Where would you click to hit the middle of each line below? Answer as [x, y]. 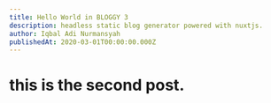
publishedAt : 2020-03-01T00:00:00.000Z [83, 42]
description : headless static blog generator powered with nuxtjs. [136, 26]
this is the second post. [97, 85]
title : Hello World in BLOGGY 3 [69, 17]
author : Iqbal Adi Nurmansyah [65, 33]
